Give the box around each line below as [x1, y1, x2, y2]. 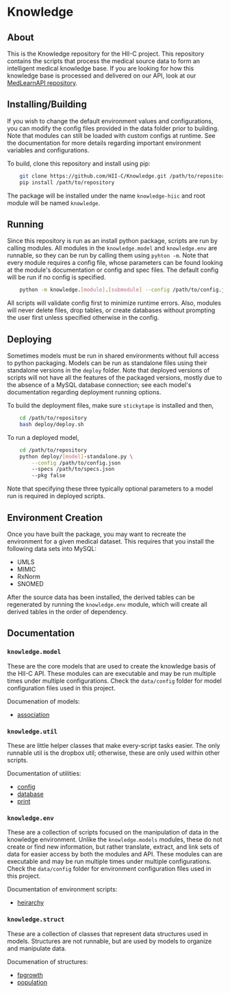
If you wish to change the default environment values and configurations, [7, 117, 214, 125]
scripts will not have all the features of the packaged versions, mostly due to [7, 373, 222, 382]
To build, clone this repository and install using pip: [7, 159, 151, 167]
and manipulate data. [7, 944, 67, 953]
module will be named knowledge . [7, 198, 101, 207]
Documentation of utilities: [7, 769, 81, 778]
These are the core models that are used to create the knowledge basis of [7, 662, 216, 670]
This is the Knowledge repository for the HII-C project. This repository [7, 49, 205, 58]
